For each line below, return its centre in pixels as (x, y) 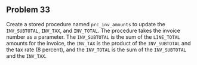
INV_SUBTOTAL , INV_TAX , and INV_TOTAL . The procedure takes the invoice (93, 30)
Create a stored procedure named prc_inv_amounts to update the (86, 24)
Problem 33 (28, 10)
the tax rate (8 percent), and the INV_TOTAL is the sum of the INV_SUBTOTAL (96, 49)
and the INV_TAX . (26, 55)
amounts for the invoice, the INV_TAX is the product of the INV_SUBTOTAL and (98, 43)
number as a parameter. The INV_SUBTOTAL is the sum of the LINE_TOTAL (93, 37)
